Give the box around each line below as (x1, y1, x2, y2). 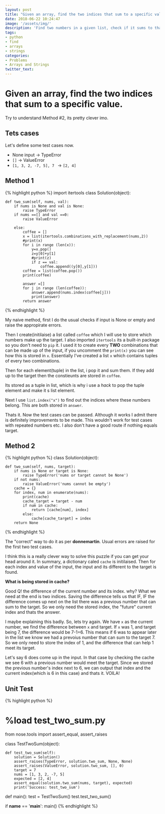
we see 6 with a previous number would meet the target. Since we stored (5, 660, 153, 666)
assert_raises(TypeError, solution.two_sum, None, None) (14, 759, 133, 764)
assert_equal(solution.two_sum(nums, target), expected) (14, 780, 133, 786)
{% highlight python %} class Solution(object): (5, 455, 99, 461)
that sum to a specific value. (5, 99, 123, 110)
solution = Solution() (14, 755, 60, 760)
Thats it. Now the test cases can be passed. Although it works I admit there (5, 411, 157, 417)
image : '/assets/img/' (5, 21, 52, 26)
